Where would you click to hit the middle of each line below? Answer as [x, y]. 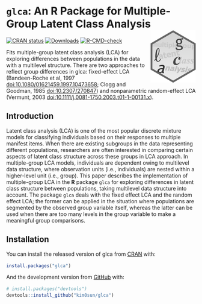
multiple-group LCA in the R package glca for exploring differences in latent [100, 182]
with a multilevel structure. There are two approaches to [76, 65]
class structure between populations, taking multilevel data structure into [96, 188]
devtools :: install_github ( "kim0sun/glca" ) [60, 296]
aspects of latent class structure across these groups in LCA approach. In [97, 156]
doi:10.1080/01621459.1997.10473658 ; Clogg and [66, 84]
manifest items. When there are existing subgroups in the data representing [100, 144]
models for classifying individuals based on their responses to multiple [94, 137]
